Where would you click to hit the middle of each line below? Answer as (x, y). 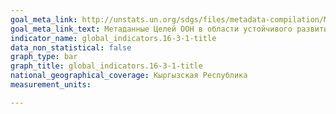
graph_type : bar (44, 57)
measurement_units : (51, 85)
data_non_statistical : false (71, 47)
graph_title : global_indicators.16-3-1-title (106, 66)
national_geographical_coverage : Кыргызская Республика (129, 76)
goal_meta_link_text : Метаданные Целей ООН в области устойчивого (151, 29)
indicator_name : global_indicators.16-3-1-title (113, 38)
